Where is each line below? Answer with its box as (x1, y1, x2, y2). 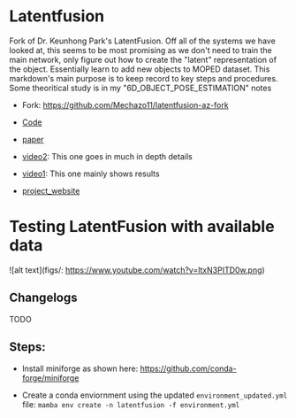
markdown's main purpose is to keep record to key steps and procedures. (9, 73, 278, 83)
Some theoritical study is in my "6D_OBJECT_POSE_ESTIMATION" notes (9, 82, 272, 93)
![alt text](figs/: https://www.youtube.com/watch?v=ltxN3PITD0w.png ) (9, 264, 265, 275)
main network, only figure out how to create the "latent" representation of (9, 54, 277, 65)
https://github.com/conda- (140, 363, 237, 374)
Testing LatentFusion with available (9, 217, 276, 236)
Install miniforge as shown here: (21, 363, 139, 374)
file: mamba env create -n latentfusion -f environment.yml (21, 399, 240, 409)
